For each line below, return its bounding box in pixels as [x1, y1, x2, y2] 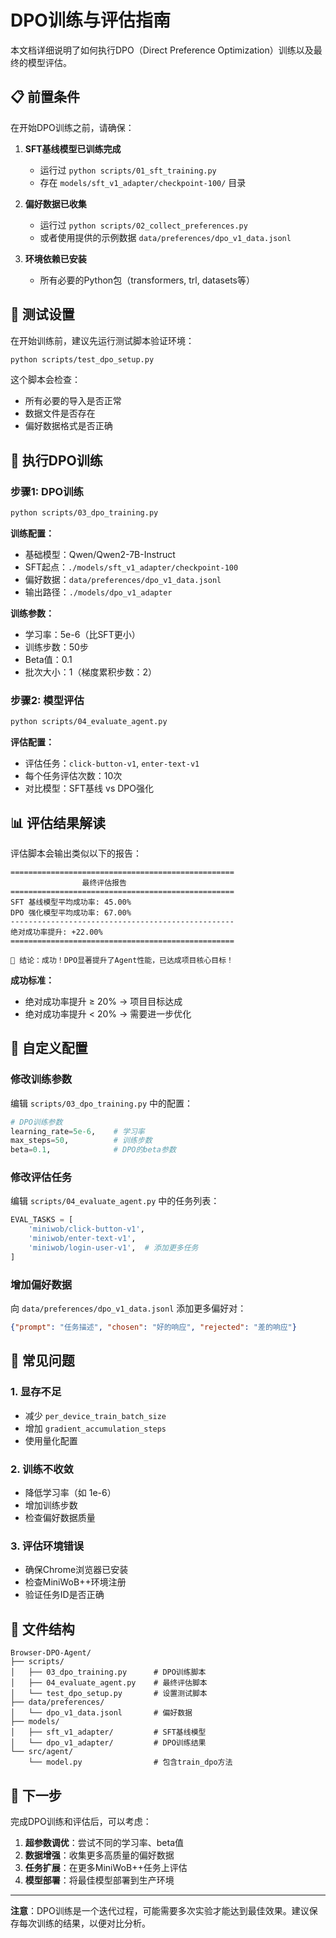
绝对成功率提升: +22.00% [10, 927, 103, 937]
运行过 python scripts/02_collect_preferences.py [39, 219, 248, 231]
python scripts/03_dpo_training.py [10, 508, 159, 518]
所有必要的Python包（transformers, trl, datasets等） [39, 274, 255, 286]
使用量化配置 [24, 1434, 78, 1446]
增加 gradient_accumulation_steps [24, 1422, 167, 1434]
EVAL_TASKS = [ [10, 1215, 74, 1225]
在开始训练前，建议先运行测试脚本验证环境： [10, 334, 195, 346]
